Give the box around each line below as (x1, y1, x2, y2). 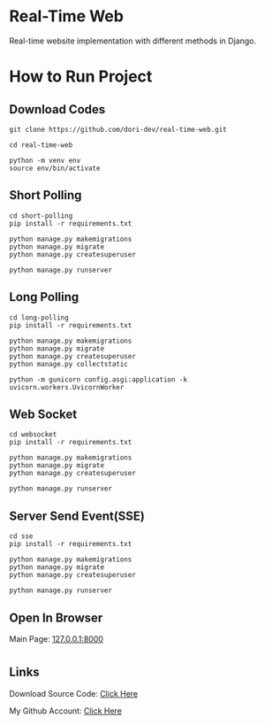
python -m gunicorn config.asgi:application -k (9, 374, 188, 384)
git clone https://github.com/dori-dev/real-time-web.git (9, 125, 227, 134)
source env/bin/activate (9, 164, 101, 173)
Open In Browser (9, 610, 103, 625)
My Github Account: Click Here (9, 706, 122, 716)
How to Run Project (9, 66, 153, 87)
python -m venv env (9, 156, 81, 165)
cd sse (9, 532, 34, 541)
